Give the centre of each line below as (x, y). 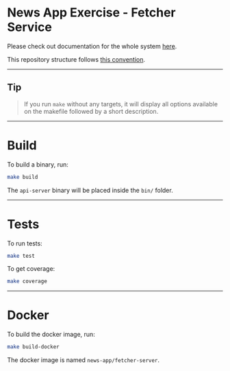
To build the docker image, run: (51, 335)
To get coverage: (31, 269)
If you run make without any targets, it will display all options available (120, 104)
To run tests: (25, 243)
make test (21, 256)
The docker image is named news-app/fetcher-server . (83, 360)
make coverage (27, 282)
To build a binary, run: (38, 164)
